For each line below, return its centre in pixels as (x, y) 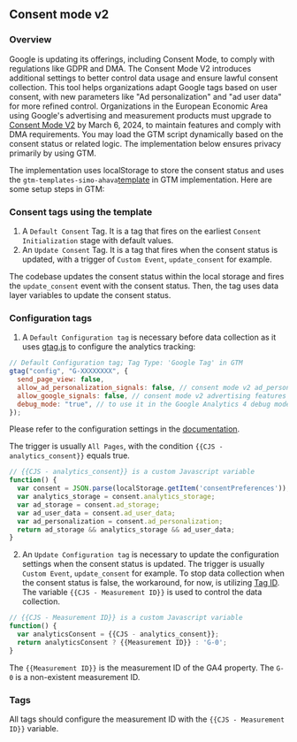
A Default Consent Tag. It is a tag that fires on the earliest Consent (141, 231)
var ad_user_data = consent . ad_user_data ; (96, 513)
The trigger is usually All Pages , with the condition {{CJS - (116, 447)
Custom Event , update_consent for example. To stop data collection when (153, 573)
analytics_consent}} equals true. (69, 455)
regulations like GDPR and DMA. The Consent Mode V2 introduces (130, 68)
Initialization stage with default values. (98, 240)
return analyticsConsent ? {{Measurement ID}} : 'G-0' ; (122, 642)
